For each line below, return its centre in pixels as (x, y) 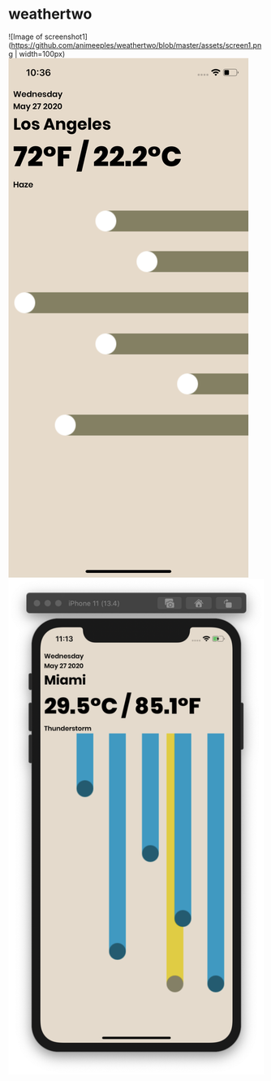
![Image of (26, 37)
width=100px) (42, 54)
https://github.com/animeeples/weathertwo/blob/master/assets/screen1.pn (136, 45)
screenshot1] (66, 37)
